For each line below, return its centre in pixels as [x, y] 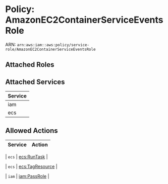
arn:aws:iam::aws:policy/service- [53, 45]
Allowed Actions [32, 130]
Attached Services [35, 82]
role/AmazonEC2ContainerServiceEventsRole [50, 49]
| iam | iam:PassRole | [27, 176]
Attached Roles [30, 65]
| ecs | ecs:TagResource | [32, 166]
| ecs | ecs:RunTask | [26, 156]
